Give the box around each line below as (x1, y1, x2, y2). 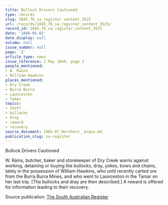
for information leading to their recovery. (5, 184, 89, 190)
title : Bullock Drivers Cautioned (5, 7, 78, 13)
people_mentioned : (5, 63, 44, 69)
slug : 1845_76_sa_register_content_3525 (5, 17, 92, 22)
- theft (5, 106, 22, 111)
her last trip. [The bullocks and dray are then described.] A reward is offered (5, 179, 163, 185)
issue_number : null (5, 45, 46, 50)
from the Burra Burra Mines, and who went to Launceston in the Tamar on (5, 173, 158, 179)
